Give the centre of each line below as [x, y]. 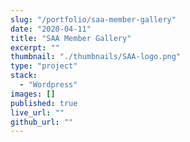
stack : [24, 76]
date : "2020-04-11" [51, 29]
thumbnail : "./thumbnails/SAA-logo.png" [96, 57]
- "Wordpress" [48, 85]
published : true [44, 103]
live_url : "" [37, 112]
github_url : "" [42, 122]
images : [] [33, 94]
